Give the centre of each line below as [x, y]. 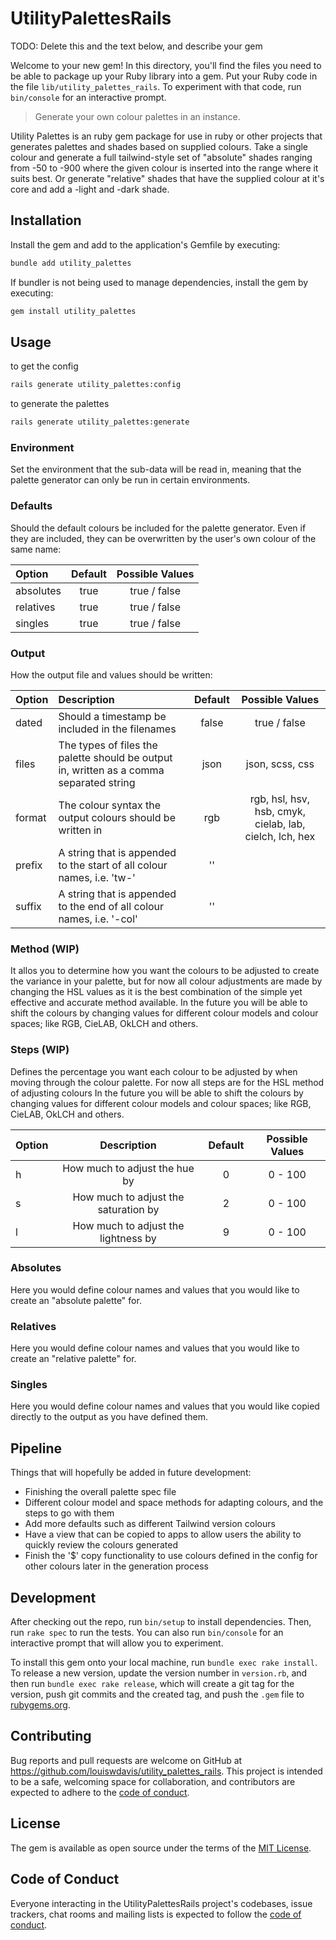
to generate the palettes [60, 404]
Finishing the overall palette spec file [100, 1492]
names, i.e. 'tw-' [97, 877]
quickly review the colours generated [101, 1545]
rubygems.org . [40, 1705]
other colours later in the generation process [116, 1566]
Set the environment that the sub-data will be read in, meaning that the [156, 469]
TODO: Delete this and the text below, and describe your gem [136, 46]
